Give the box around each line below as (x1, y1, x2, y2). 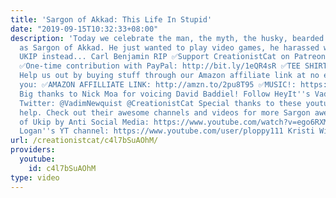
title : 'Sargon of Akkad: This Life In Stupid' (10, 14, 213, 25)
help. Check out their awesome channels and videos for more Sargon (19, 107, 311, 118)
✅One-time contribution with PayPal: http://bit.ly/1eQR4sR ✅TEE (19, 61, 301, 71)
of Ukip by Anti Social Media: (19, 117, 150, 127)
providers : (10, 145, 56, 155)
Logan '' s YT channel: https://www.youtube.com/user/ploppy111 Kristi (19, 126, 315, 136)
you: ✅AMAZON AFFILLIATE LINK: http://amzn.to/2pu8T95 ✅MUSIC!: (19, 80, 297, 90)
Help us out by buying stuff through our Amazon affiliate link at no (19, 71, 320, 81)
